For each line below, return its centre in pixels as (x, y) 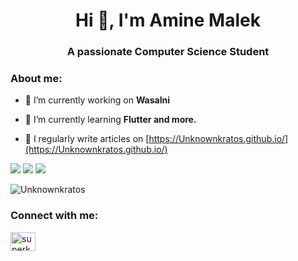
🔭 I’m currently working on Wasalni (97, 100)
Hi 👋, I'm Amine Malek (168, 20)
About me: (36, 79)
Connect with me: (54, 216)
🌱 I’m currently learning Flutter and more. (110, 120)
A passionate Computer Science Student (168, 52)
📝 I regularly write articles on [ (87, 139)
